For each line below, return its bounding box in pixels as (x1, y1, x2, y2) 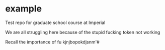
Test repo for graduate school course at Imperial (5, 19, 106, 25)
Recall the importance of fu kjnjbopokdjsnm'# (5, 38, 100, 45)
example (5, 3, 42, 14)
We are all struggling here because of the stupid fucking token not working (5, 29, 160, 35)
